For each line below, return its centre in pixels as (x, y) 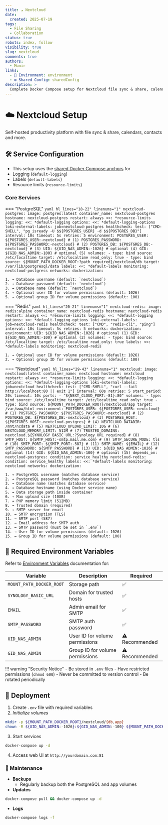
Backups (22, 779)
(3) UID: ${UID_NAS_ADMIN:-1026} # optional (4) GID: (91, 249)
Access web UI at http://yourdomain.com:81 (58, 755)
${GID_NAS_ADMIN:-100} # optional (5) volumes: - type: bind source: (79, 253)
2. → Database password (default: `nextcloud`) (56, 284)
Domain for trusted (91, 593)
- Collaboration (26, 33)
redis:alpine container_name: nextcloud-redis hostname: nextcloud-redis (84, 311)
